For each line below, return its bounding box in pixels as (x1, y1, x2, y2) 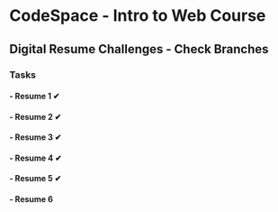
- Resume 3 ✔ (9, 132, 62, 143)
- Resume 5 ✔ (9, 173, 61, 184)
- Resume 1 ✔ (9, 91, 60, 102)
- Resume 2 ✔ (9, 111, 62, 122)
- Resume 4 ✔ (9, 152, 62, 163)
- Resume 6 (9, 194, 54, 205)
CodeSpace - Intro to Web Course (9, 5, 266, 26)
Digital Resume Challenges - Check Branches (9, 41, 269, 57)
